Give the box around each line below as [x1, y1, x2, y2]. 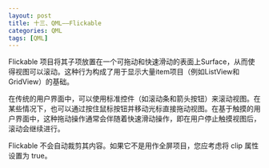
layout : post [8, 11, 52, 20]
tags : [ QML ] [8, 34, 48, 42]
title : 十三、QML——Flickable [8, 19, 102, 27]
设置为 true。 [8, 151, 52, 161]
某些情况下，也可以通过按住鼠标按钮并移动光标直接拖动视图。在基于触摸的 [8, 104, 254, 114]
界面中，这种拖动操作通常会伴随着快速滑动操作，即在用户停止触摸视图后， [14, 114, 261, 124]
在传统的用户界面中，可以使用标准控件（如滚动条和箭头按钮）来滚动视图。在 [8, 94, 261, 104]
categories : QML [8, 26, 62, 34]
